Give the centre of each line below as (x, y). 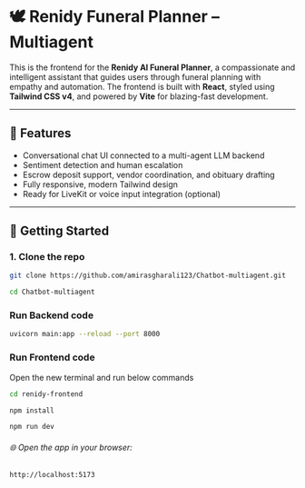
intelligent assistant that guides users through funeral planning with (135, 76)
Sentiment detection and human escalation (103, 164)
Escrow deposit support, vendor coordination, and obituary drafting (148, 174)
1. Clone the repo (47, 257)
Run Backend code (51, 315)
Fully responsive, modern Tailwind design (100, 184)
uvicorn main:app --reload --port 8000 (85, 334)
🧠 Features (40, 133)
